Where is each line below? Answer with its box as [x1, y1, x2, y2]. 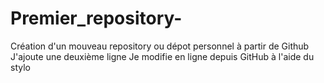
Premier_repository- [10, 7, 183, 30]
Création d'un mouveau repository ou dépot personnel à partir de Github [10, 40, 310, 52]
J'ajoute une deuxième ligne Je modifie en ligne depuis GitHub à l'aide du [10, 50, 315, 62]
